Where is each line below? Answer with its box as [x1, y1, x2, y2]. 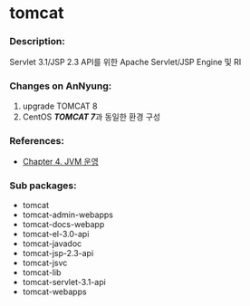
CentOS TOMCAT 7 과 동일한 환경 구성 [22, 111, 161, 122]
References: [9, 134, 65, 147]
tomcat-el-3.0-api [22, 229, 90, 240]
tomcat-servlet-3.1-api [22, 277, 106, 288]
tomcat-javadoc [22, 238, 82, 249]
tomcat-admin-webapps [22, 209, 113, 220]
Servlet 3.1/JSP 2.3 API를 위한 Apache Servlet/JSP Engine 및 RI [9, 57, 242, 68]
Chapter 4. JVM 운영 [22, 157, 100, 167]
